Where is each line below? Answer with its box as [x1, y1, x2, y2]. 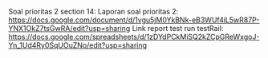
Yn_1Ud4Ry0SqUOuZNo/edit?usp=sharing [8, 41, 147, 50]
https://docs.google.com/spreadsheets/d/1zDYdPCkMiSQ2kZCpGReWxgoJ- [8, 32, 260, 41]
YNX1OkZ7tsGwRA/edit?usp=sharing [8, 24, 131, 33]
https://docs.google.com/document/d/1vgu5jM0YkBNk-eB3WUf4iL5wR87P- [8, 15, 260, 25]
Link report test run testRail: [132, 24, 224, 33]
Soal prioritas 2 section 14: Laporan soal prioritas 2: [8, 7, 179, 16]
